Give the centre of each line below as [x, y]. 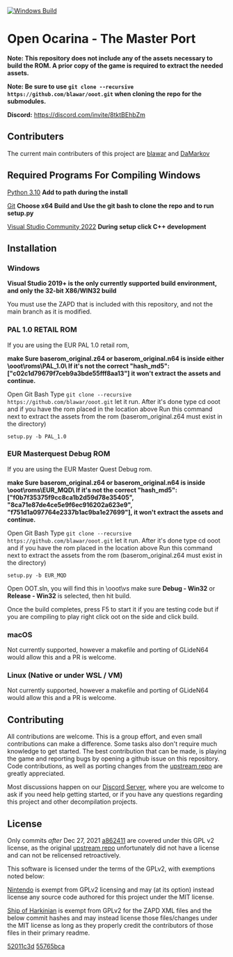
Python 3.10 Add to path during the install [68, 192]
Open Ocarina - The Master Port [102, 39]
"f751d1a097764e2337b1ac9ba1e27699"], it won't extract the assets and [115, 512]
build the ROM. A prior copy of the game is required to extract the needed [115, 65]
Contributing [35, 720]
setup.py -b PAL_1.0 [37, 436]
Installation [32, 248]
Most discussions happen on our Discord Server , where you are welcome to [116, 787]
